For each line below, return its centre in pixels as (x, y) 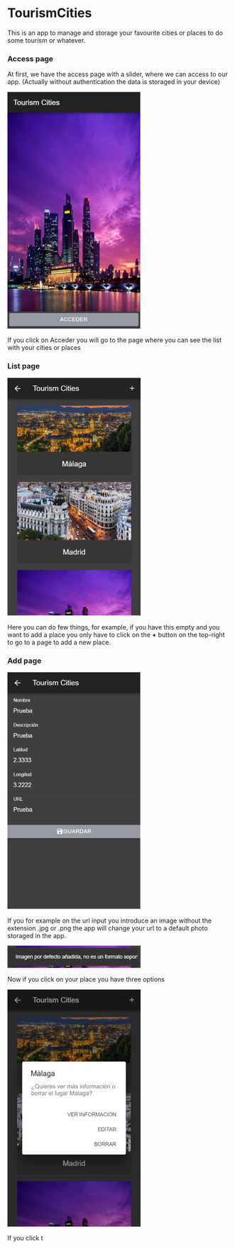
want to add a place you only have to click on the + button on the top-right (116, 635)
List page (24, 366)
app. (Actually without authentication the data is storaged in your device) (114, 82)
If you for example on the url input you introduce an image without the (109, 921)
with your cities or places (44, 348)
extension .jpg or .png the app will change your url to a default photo (108, 928)
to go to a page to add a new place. (59, 642)
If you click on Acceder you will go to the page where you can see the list (115, 340)
